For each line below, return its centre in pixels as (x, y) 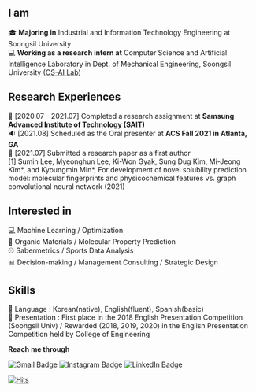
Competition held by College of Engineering (79, 335)
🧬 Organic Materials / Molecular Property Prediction (92, 242)
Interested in (40, 211)
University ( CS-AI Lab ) (45, 72)
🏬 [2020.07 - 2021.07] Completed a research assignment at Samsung (121, 116)
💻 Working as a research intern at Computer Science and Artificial (118, 52)
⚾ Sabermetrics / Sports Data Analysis (71, 250)
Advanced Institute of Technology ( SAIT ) (77, 124)
